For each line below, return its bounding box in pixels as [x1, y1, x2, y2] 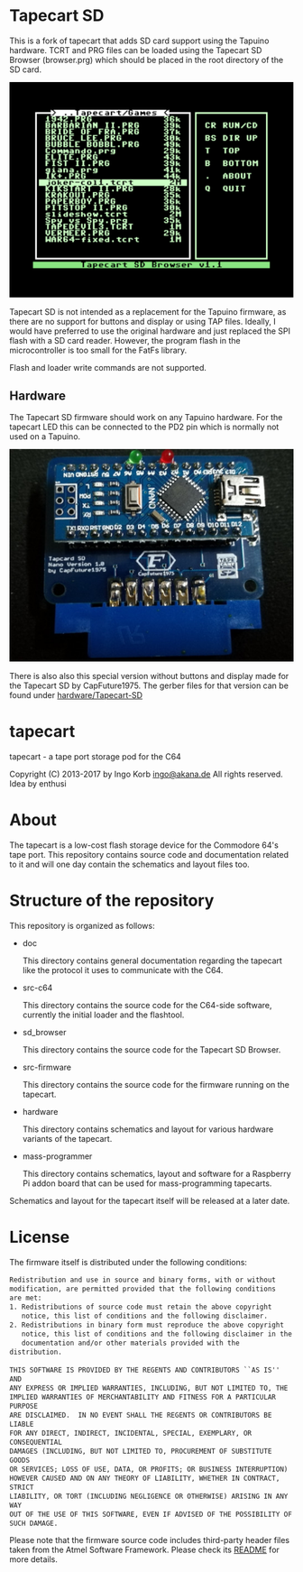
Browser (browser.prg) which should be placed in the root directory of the [9, 54, 284, 65]
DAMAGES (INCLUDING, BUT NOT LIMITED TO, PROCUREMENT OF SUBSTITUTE [9, 1447, 272, 1456]
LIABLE [9, 1420, 34, 1429]
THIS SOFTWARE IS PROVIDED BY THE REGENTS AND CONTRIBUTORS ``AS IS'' [9, 1365, 280, 1374]
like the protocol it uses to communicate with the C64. [22, 964, 224, 975]
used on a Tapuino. [9, 431, 81, 442]
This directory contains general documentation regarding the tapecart [22, 955, 282, 966]
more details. [9, 1553, 59, 1565]
